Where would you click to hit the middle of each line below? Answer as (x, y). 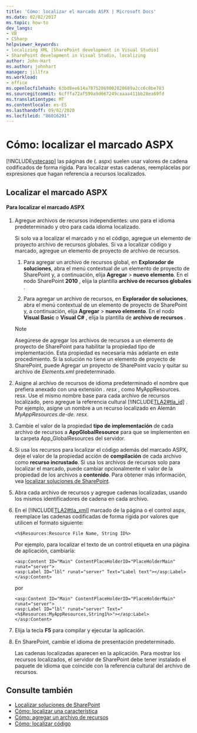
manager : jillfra (27, 72)
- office (17, 83)
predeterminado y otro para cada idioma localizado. (77, 226)
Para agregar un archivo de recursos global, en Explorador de (99, 262)
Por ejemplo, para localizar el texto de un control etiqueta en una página (102, 544)
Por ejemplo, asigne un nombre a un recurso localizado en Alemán (95, 408)
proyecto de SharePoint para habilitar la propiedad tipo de (85, 346)
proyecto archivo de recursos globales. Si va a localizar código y (93, 244)
